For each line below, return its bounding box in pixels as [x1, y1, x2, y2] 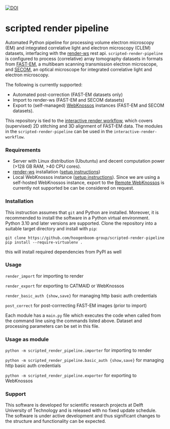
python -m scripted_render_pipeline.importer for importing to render [5, 347, 152, 353]
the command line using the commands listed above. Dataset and [5, 318, 142, 324]
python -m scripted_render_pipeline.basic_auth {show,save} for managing [5, 357, 164, 363]
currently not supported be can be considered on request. [12, 185, 134, 191]
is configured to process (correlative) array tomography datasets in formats [5, 55, 163, 62]
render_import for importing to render [5, 272, 84, 279]
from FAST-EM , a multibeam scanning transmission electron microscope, [5, 61, 158, 67]
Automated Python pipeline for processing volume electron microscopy [5, 39, 154, 45]
